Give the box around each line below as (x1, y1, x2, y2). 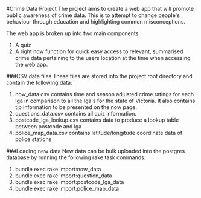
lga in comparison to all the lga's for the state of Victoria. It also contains (14, 97, 196, 104)
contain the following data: (6, 79, 72, 86)
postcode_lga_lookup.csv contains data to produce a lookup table (14, 116, 179, 124)
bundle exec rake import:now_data (14, 166, 101, 173)
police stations (14, 136, 52, 143)
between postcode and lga (14, 123, 82, 130)
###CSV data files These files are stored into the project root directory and (6, 73, 193, 79)
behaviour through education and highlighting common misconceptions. (6, 18, 186, 25)
